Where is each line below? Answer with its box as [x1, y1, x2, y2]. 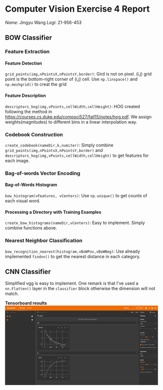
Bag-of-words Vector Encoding [5, 169, 81, 176]
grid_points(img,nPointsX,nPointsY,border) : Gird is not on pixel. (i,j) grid [5, 71, 152, 77]
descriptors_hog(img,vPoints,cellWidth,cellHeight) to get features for [5, 152, 149, 158]
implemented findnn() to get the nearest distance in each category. [5, 253, 141, 259]
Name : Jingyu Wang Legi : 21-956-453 [5, 19, 82, 25]
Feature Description [5, 93, 46, 98]
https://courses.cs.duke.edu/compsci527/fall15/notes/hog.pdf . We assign [5, 113, 152, 120]
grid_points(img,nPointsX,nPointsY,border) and [5, 147, 103, 153]
